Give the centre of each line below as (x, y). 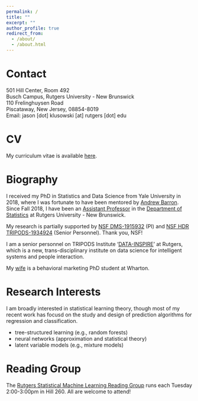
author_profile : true (33, 28)
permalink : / (22, 12)
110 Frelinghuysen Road (35, 103)
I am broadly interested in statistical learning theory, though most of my (93, 308)
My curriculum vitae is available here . (52, 156)
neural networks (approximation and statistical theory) (81, 338)
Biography (32, 180)
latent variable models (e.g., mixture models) (69, 345)
